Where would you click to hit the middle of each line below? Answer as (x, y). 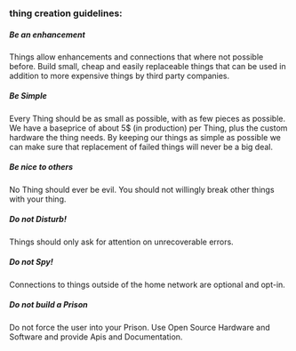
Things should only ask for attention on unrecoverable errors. (121, 242)
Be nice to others (41, 167)
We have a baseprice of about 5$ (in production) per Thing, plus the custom (148, 128)
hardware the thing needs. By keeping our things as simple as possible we (145, 137)
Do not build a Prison (48, 305)
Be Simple (28, 96)
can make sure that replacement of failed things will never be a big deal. (141, 147)
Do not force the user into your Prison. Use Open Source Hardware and (140, 327)
